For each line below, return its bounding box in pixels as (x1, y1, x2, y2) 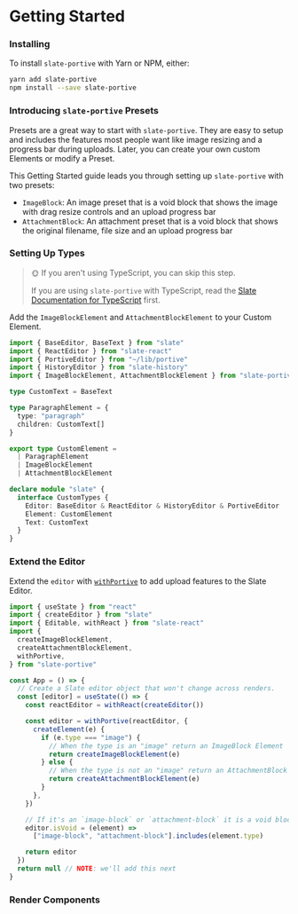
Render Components (9, 894, 100, 906)
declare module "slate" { (9, 485, 105, 494)
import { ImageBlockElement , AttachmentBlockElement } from (9, 371, 237, 381)
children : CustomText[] (17, 420, 105, 429)
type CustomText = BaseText (9, 388, 114, 397)
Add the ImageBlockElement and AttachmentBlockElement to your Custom (9, 311, 272, 322)
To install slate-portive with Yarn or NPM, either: (9, 58, 190, 68)
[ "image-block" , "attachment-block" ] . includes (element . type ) (32, 831, 264, 840)
